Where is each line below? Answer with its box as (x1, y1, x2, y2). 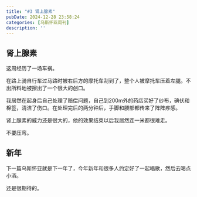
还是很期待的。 (6, 184, 42, 191)
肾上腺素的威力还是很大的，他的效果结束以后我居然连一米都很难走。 (6, 117, 171, 124)
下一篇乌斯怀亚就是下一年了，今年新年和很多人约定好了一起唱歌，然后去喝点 (6, 165, 191, 172)
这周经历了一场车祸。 (6, 65, 57, 72)
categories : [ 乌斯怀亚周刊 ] (6, 19, 69, 25)
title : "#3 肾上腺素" (6, 8, 56, 15)
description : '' (6, 25, 46, 31)
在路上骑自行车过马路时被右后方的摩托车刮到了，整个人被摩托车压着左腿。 (6, 77, 186, 84)
